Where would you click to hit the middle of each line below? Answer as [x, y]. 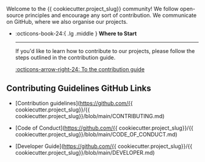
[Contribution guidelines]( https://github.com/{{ [74, 103]
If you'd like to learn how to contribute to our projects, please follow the [105, 51]
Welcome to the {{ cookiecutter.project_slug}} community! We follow [92, 9]
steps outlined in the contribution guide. [65, 58]
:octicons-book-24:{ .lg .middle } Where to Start [76, 33]
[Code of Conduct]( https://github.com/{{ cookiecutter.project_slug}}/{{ [104, 128]
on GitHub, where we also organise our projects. [67, 22]
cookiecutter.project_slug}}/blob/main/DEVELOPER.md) [85, 152]
